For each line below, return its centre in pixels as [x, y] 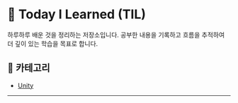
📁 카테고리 [29, 68]
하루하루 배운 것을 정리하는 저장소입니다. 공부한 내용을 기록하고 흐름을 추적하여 [116, 35]
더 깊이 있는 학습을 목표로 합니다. [53, 43]
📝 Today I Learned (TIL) [77, 14]
